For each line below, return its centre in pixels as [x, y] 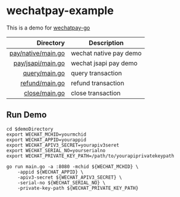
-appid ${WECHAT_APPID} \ [51, 172]
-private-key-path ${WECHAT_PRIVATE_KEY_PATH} [78, 188]
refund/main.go [43, 83]
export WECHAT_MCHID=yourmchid [46, 134]
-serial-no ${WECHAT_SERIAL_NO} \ [61, 183]
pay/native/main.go [37, 53]
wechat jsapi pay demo [104, 63]
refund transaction [97, 83]
